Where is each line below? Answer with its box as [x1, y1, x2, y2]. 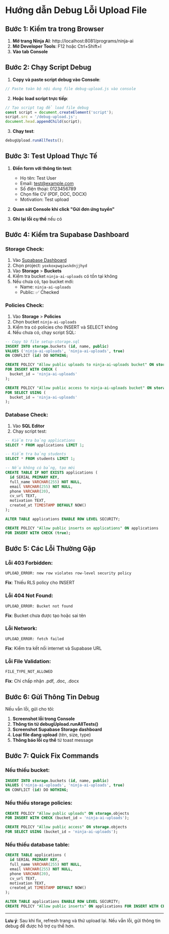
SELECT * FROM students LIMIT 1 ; [5, 456, 75, 461]
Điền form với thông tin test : [12, 165, 72, 171]
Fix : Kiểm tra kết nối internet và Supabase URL [5, 645, 102, 651]
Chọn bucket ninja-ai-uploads [12, 319, 77, 325]
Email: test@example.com [20, 180, 74, 186]
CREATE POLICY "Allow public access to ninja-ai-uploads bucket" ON [5, 385, 152, 391]
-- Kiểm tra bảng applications [5, 438, 75, 443]
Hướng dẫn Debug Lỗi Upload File [5, 5, 147, 16]
